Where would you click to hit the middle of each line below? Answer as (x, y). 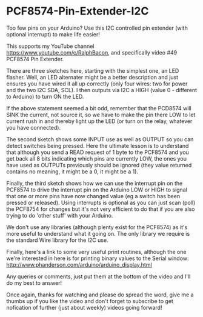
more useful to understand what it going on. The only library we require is (98, 233)
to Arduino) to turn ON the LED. (45, 96)
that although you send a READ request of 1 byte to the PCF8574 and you (98, 152)
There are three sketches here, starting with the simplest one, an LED (93, 70)
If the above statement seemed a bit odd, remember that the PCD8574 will (99, 108)
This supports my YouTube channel (50, 46)
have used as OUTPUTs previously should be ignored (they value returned (99, 165)
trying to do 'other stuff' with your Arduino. (60, 215)
